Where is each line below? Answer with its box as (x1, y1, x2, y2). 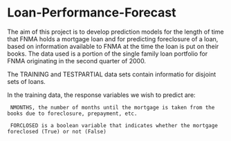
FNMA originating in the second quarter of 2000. (7, 56, 147, 65)
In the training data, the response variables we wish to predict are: (7, 91, 196, 99)
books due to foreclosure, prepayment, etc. (7, 110, 138, 117)
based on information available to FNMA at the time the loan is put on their (7, 42, 219, 50)
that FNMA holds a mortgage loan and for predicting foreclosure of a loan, (7, 34, 219, 43)
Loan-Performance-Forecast (7, 5, 176, 21)
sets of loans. (7, 77, 46, 85)
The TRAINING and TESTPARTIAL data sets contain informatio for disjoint (7, 70, 216, 78)
